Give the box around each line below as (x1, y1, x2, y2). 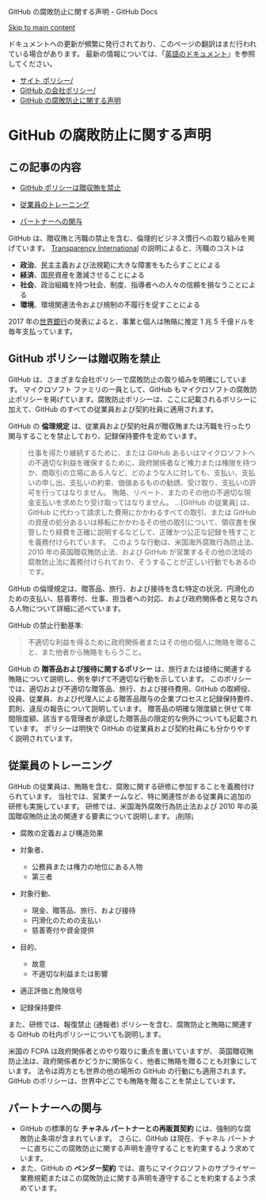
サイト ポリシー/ (19, 76, 74, 85)
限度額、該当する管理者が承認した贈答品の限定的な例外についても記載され (14, 713, 257, 723)
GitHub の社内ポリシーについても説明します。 (17, 1029, 166, 1039)
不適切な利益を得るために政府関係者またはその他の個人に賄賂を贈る (27, 637, 250, 646)
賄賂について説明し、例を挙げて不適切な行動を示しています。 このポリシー (8, 673, 252, 684)
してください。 (8, 59, 57, 68)
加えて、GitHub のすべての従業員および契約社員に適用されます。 (8, 404, 218, 414)
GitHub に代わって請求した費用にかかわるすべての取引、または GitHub (27, 507, 256, 517)
